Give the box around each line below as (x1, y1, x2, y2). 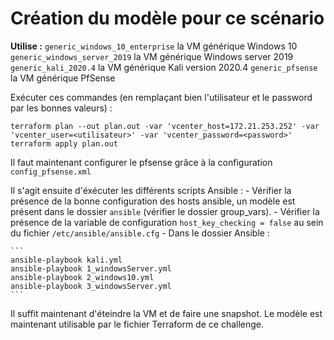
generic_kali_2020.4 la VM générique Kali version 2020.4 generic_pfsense (10, 61, 318, 73)
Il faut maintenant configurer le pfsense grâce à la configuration (10, 156, 273, 168)
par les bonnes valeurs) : (10, 102, 113, 114)
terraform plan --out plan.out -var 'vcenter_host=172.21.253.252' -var (10, 121, 320, 131)
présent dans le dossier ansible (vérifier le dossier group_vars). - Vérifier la (10, 205, 320, 217)
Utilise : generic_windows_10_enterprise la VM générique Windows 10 (10, 40, 298, 52)
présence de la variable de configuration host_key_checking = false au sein (10, 216, 324, 228)
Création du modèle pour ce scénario (10, 7, 325, 30)
